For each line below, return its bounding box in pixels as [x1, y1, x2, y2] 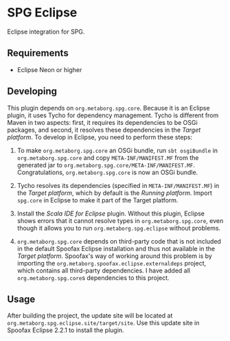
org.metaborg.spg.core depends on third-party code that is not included [16, 237, 222, 245]
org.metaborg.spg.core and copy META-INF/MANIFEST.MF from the [16, 153, 199, 162]
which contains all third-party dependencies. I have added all [16, 266, 191, 274]
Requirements [7, 47, 69, 59]
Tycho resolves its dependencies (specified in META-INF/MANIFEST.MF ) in [16, 181, 220, 189]
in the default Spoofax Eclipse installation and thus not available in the [16, 244, 216, 252]
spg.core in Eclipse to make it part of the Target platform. [16, 196, 179, 204]
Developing [7, 86, 57, 97]
